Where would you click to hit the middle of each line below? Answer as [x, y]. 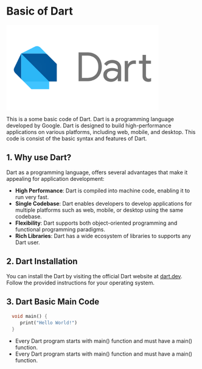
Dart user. [28, 242]
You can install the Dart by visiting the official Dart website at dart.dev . [94, 276]
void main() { [30, 317]
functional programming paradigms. [60, 229]
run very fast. [32, 197]
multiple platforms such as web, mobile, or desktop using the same [99, 210]
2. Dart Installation [42, 262]
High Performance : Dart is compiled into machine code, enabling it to [103, 191]
